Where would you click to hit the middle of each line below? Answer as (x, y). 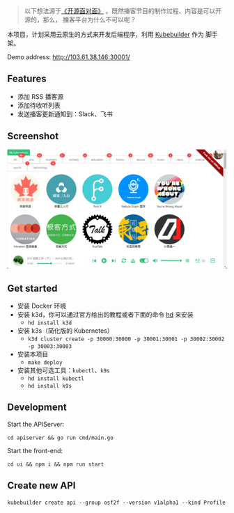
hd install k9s (49, 386)
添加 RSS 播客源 (40, 96)
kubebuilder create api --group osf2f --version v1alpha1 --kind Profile (117, 503)
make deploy (45, 363)
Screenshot (33, 136)
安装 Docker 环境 (41, 306)
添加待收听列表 (39, 105)
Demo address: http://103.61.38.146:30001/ (69, 57)
